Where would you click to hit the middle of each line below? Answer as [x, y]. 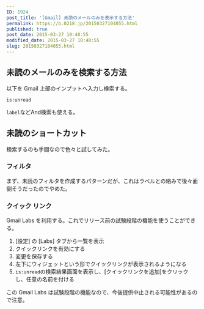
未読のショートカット [46, 133]
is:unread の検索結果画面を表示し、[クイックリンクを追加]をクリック [102, 272]
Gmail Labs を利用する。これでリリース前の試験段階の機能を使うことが [96, 220]
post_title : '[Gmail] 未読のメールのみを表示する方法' [71, 18]
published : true [27, 29]
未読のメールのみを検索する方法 [67, 73]
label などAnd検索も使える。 [42, 112]
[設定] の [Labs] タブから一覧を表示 [60, 241]
